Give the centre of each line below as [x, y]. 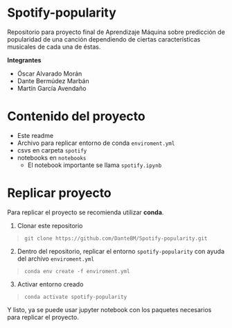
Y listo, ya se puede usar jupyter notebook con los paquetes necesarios [109, 309]
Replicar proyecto [60, 193]
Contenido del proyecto [76, 116]
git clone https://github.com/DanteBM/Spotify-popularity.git [116, 238]
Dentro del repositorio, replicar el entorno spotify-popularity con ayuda [121, 251]
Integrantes [24, 60]
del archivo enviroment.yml [56, 259]
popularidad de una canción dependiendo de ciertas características [104, 39]
